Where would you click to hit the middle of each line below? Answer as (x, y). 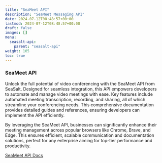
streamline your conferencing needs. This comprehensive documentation (80, 105)
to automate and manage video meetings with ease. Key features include (79, 94)
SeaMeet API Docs (24, 155)
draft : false (18, 28)
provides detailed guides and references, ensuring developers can (73, 110)
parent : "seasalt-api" (37, 46)
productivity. (18, 146)
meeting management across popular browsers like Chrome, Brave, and (78, 130)
